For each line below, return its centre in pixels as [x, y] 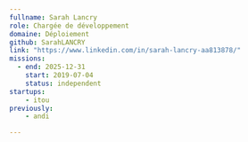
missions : [28, 59]
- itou [37, 100]
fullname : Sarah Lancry [54, 17]
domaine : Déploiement [50, 34]
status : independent [63, 83]
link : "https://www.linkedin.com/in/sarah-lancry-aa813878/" [125, 51]
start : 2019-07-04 [59, 75]
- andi [37, 116]
